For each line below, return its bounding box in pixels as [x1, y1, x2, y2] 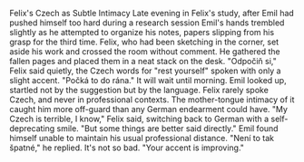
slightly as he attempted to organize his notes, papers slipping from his [9, 27, 275, 37]
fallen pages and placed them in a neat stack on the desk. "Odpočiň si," [9, 56, 277, 66]
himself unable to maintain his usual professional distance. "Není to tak [9, 133, 275, 143]
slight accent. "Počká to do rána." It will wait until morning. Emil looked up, [9, 75, 288, 85]
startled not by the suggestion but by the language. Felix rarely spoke [9, 85, 270, 95]
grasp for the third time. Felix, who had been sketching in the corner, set [9, 36, 279, 47]
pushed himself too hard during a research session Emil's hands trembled [9, 17, 285, 28]
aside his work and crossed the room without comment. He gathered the [9, 46, 281, 57]
